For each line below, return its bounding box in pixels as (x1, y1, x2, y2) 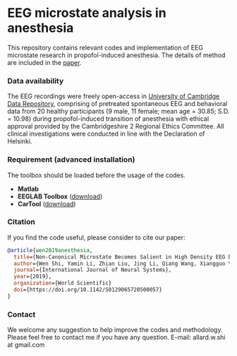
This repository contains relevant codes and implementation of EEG (7, 43, 203, 52)
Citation (7, 217, 35, 227)
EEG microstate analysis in (7, 5, 167, 21)
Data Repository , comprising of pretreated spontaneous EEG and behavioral (7, 100, 228, 108)
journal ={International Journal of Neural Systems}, (13, 266, 172, 273)
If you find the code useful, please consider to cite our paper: (7, 233, 186, 242)
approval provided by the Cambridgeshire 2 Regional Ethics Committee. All (7, 122, 224, 131)
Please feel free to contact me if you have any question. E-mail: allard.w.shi (7, 333, 226, 342)
